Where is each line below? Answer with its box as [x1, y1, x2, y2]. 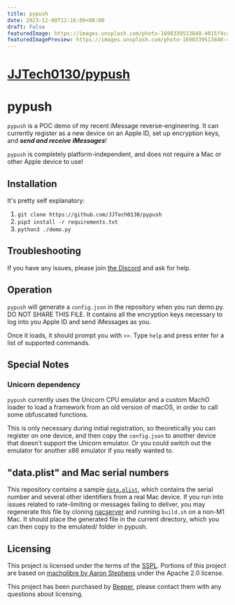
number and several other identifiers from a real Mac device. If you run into [7, 493, 224, 501]
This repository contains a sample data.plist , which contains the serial [7, 485, 213, 494]
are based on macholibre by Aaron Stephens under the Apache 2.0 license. [7, 569, 224, 577]
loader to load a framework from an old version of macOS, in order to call [7, 403, 218, 412]
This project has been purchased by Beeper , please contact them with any [7, 583, 222, 590]
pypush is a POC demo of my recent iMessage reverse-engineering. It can [7, 122, 219, 130]
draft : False [7, 23, 45, 30]
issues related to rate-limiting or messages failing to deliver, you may [7, 500, 206, 508]
